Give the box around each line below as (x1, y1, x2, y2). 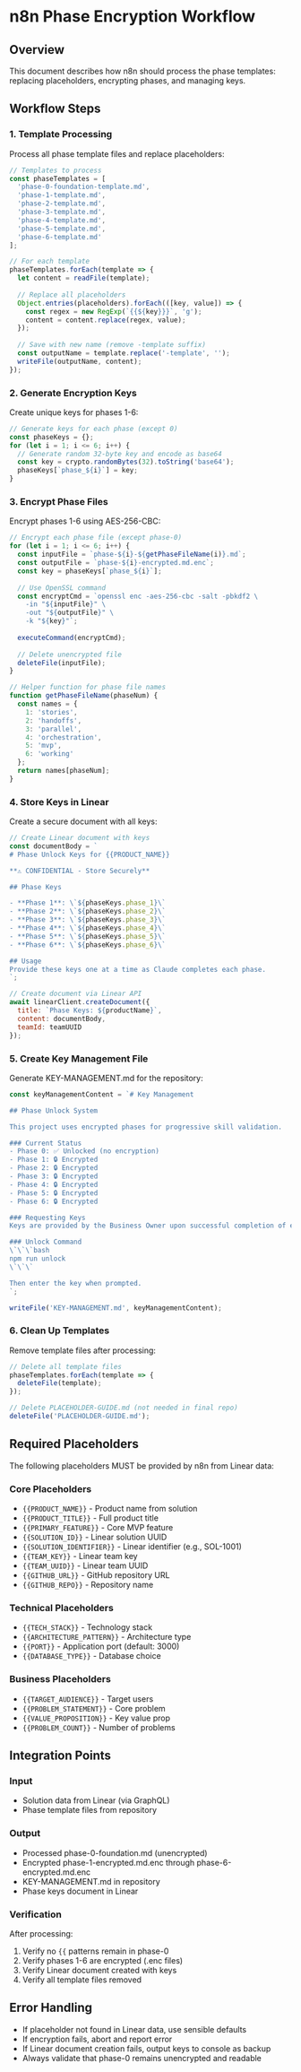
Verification (9, 1908, 63, 1920)
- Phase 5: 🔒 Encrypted (9, 1188, 99, 1198)
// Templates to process (9, 166, 102, 175)
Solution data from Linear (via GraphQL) (21, 1795, 170, 1806)
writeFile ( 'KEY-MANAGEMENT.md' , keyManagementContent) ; (9, 1303, 222, 1313)
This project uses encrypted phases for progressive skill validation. (9, 1123, 282, 1131)
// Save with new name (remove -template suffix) (17, 341, 206, 350)
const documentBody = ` (9, 841, 99, 851)
